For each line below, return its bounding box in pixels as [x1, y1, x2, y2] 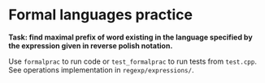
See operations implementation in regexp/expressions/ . [8, 64, 194, 74]
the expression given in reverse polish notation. [8, 40, 173, 50]
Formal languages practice [8, 6, 193, 24]
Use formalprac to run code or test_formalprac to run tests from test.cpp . [8, 56, 258, 66]
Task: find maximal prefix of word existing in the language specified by [8, 32, 254, 42]
